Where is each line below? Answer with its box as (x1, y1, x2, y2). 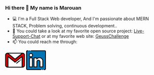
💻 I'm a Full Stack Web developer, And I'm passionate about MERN (12, 16, 149, 22)
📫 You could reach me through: (12, 39, 77, 45)
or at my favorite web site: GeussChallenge (41, 33, 129, 39)
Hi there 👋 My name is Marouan (5, 4, 81, 11)
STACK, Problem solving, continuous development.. (12, 23, 117, 29)
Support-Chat (12, 33, 40, 39)
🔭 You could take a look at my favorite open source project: (12, 28, 133, 34)
